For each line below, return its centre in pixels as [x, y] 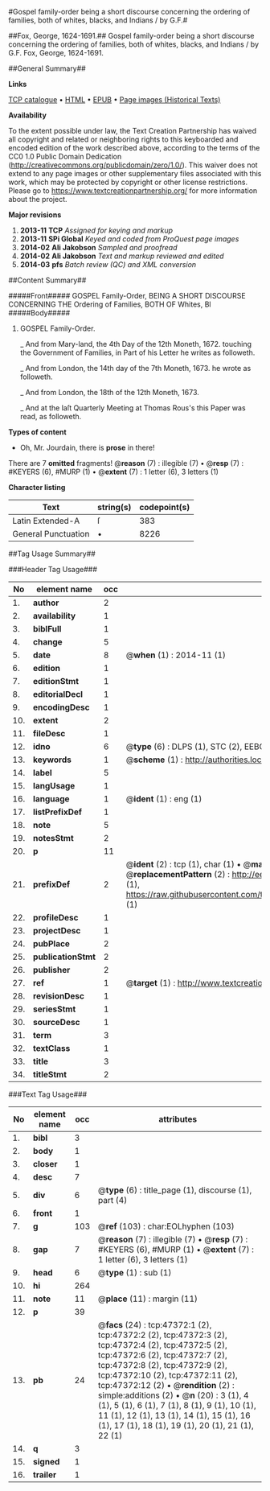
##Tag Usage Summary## [52, 554]
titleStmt [50, 1075]
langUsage [54, 786]
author [46, 603]
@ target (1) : [151, 983]
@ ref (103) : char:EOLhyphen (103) [166, 1226]
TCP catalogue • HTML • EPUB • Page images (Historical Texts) [115, 99]
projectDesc [57, 931]
